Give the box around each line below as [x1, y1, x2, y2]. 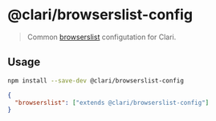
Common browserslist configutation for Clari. [26, 32, 177, 42]
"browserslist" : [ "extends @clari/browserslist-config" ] [14, 99, 210, 107]
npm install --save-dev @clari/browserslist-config [7, 76, 184, 85]
